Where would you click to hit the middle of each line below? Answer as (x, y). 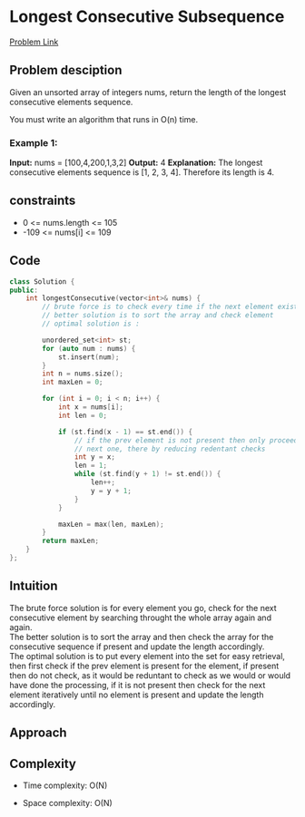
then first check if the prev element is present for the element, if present (144, 666)
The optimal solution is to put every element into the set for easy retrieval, (148, 656)
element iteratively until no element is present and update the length (137, 695)
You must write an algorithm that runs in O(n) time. (103, 119)
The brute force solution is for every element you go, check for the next (143, 608)
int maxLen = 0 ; (73, 383)
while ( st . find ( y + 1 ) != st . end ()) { (148, 474)
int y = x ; (95, 457)
